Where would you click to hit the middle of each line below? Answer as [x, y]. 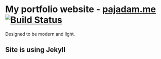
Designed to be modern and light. [40, 34]
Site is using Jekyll [35, 50]
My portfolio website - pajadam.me [80, 9]
